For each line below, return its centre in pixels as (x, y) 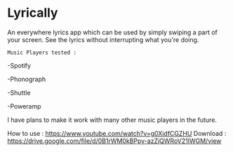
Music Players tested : (42, 53)
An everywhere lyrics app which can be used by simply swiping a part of (112, 32)
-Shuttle (19, 92)
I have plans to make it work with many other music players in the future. (112, 120)
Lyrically (33, 13)
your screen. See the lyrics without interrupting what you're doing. (103, 39)
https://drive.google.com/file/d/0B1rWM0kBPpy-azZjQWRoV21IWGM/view (114, 141)
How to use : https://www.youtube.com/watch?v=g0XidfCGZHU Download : (117, 133)
